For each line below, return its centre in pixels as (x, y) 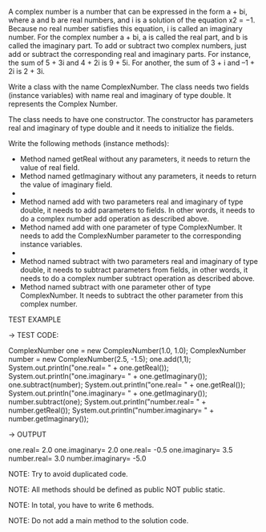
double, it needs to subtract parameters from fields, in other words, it (134, 270)
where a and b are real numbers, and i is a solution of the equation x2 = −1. (132, 20)
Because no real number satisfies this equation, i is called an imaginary (125, 28)
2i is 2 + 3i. (27, 71)
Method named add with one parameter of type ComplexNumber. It (131, 227)
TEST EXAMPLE (35, 319)
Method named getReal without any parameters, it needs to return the (135, 159)
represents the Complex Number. (63, 104)
